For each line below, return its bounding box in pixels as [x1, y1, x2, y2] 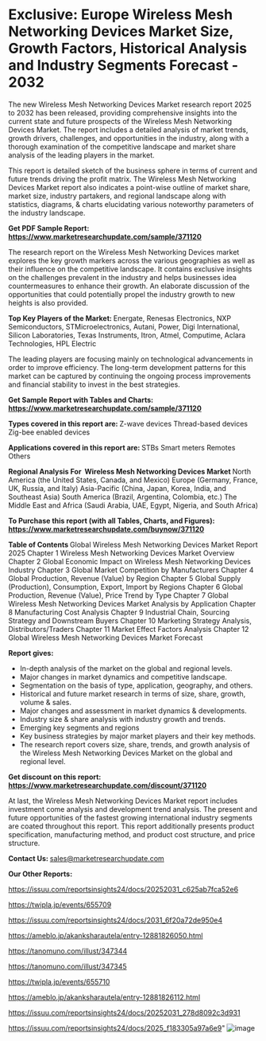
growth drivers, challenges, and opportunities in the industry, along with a [8, 133, 249, 142]
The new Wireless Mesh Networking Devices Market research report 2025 [8, 99, 252, 109]
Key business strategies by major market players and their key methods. [19, 731, 256, 741]
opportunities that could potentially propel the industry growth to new [8, 289, 236, 299]
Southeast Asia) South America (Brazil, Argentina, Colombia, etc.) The [8, 492, 237, 501]
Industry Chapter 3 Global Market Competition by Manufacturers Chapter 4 [8, 565, 254, 575]
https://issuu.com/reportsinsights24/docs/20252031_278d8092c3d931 [8, 1008, 241, 1017]
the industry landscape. [8, 208, 86, 217]
